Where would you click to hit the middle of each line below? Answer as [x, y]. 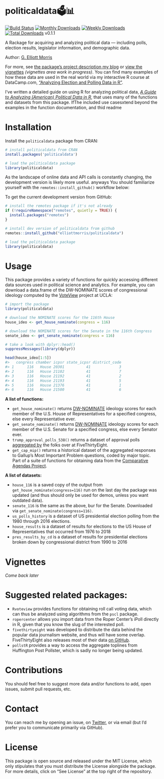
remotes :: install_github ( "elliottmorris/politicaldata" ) [64, 233]
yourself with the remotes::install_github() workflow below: [67, 188]
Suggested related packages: [66, 595]
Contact [22, 709]
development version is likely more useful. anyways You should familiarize [80, 182]
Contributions [34, 670]
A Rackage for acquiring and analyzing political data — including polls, [76, 42]
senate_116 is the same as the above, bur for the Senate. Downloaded [82, 506]
